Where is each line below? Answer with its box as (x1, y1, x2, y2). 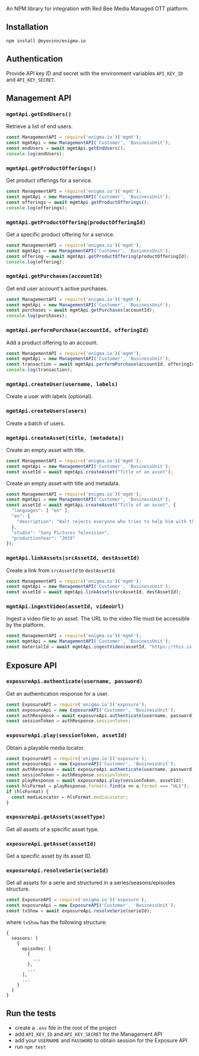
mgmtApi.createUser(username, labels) (6, 380, 118, 388)
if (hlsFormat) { (6, 788, 49, 795)
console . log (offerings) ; (6, 204, 68, 211)
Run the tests (6, 1009, 56, 1019)
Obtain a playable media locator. (6, 744, 85, 751)
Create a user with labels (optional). (6, 393, 94, 400)
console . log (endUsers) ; (6, 151, 65, 156)
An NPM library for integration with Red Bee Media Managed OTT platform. (6, 5, 189, 12)
